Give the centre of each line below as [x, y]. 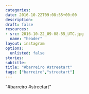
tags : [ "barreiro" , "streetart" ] [40, 72]
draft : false [19, 24]
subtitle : [16, 63]
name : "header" [26, 39]
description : [19, 20]
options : [15, 48]
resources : [17, 29]
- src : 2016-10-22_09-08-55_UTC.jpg [44, 34]
